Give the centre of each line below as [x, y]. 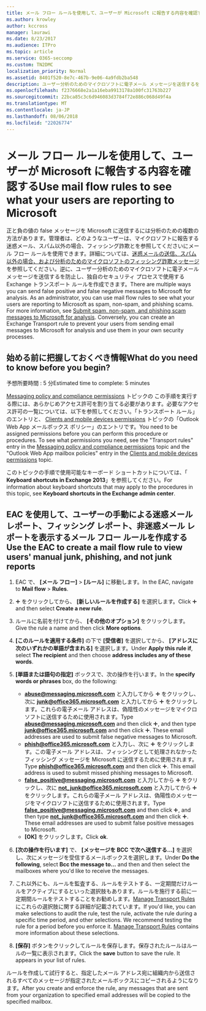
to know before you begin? [58, 368]
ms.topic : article [30, 52]
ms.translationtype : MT [37, 104]
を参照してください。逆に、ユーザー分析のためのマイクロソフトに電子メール [103, 269]
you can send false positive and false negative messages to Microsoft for [99, 291]
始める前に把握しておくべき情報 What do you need [102, 358]
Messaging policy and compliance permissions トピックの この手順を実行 [99, 396]
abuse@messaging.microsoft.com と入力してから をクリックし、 [112, 694]
